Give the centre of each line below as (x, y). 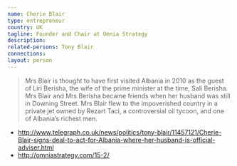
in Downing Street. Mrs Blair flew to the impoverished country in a (121, 103)
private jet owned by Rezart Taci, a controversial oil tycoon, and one (124, 110)
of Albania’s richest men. (61, 118)
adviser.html (36, 147)
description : (27, 41)
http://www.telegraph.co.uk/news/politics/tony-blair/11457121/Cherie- (120, 132)
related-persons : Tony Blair (51, 47)
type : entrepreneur (36, 21)
